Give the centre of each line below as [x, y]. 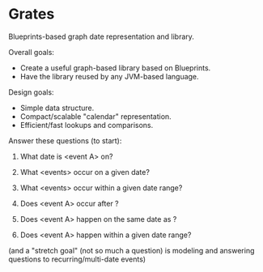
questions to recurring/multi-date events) [77, 259]
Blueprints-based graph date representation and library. [101, 36]
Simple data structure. [57, 108]
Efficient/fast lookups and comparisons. [87, 125]
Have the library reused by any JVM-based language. [110, 76]
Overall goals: [32, 52]
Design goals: [31, 92]
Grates [32, 14]
